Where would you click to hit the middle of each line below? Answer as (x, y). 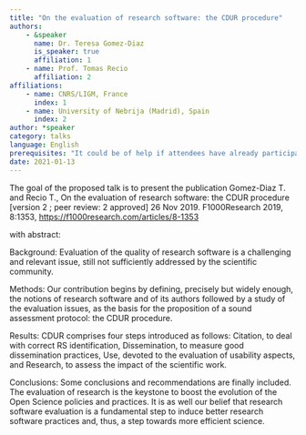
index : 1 (50, 102)
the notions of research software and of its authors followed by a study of (148, 298)
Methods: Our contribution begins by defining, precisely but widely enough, (152, 288)
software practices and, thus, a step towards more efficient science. (138, 420)
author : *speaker (42, 128)
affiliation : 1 (62, 60)
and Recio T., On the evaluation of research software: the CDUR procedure (149, 197)
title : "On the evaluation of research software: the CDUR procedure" (146, 18)
